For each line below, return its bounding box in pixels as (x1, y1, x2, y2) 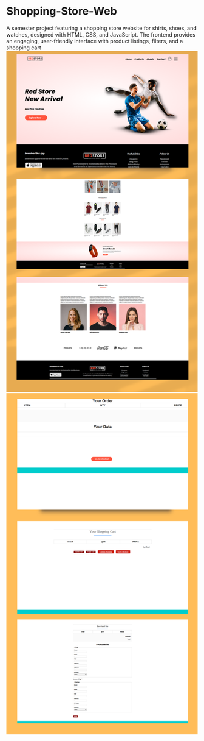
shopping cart (6, 44, 41, 51)
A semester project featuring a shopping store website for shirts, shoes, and (6, 24, 197, 32)
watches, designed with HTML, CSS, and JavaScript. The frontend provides (6, 30, 196, 38)
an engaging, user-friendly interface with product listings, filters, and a (6, 37, 183, 44)
